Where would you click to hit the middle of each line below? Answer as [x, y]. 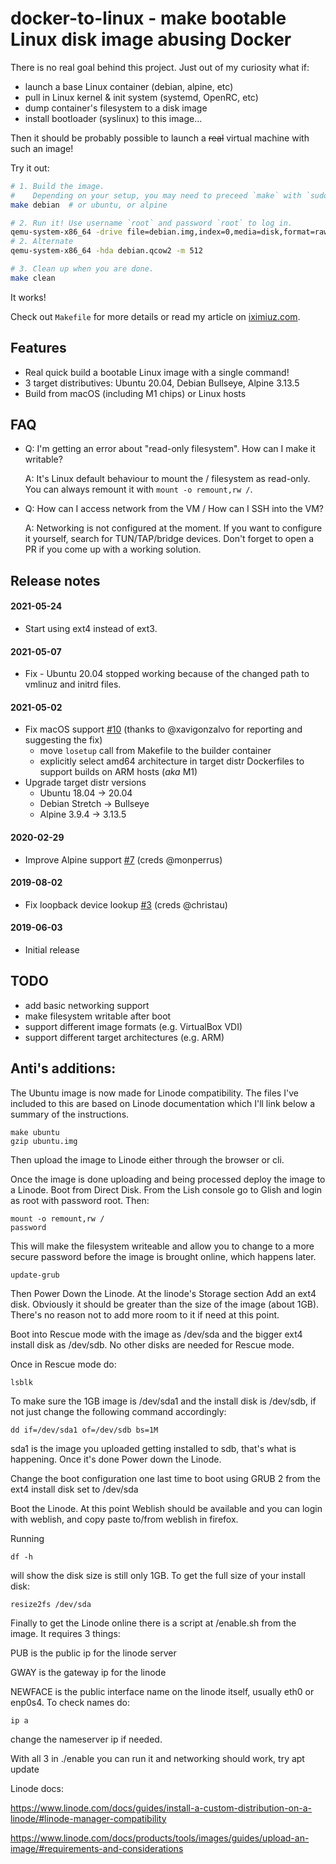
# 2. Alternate [42, 242]
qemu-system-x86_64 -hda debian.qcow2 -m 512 [106, 251]
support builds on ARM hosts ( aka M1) [118, 772]
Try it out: [30, 168]
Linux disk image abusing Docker [151, 39]
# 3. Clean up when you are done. [82, 269]
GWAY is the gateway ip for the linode [88, 1672]
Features [38, 348]
